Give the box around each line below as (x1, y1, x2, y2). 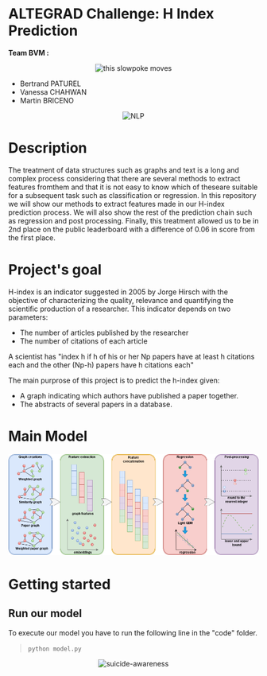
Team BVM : (8, 48, 49, 57)
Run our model (8, 607, 82, 620)
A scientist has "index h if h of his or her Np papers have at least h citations (8, 352, 255, 361)
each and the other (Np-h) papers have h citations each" (8, 359, 195, 370)
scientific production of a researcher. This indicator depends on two (8, 304, 231, 313)
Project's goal (8, 261, 102, 279)
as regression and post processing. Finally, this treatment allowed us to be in (8, 216, 260, 225)
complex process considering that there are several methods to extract (8, 173, 241, 183)
